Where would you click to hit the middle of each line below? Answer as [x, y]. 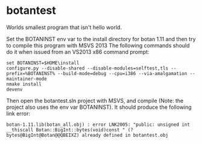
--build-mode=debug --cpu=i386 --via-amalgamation [122, 73]
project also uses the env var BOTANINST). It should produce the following [99, 107]
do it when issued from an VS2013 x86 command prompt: [78, 51]
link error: [18, 113]
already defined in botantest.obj [125, 135]
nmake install [24, 84]
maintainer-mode [27, 79]
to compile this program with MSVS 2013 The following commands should [98, 45]
